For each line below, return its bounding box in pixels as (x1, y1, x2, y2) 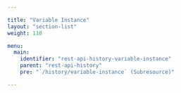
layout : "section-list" (7, 23, 77, 30)
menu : (7, 42, 23, 49)
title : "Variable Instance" (7, 16, 90, 23)
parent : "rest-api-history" (20, 62, 102, 69)
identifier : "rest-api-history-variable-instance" (20, 56, 172, 63)
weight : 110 (7, 30, 42, 37)
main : (13, 49, 30, 56)
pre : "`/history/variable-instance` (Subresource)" (20, 68, 175, 75)
